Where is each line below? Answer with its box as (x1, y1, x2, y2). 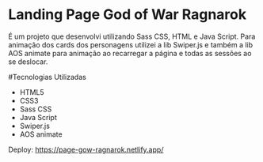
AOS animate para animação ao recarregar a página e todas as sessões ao (8, 48, 252, 58)
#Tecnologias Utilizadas (8, 72, 87, 81)
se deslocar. (8, 57, 48, 66)
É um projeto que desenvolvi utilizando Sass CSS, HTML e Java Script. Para (8, 32, 256, 41)
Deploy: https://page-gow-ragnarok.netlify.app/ (8, 145, 164, 154)
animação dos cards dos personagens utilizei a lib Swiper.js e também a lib (8, 40, 253, 49)
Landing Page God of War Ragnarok (8, 6, 247, 24)
